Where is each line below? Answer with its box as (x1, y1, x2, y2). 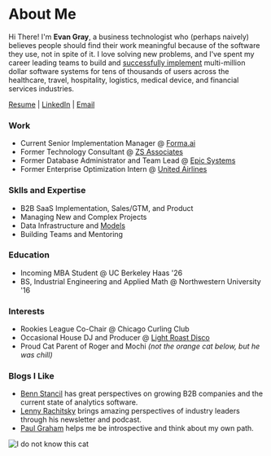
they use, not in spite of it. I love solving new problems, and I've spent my (8, 49, 255, 59)
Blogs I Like (8, 370, 55, 382)
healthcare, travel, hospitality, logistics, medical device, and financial (8, 75, 239, 85)
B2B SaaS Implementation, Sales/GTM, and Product (20, 203, 194, 213)
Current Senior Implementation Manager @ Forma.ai (20, 138, 196, 148)
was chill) (20, 350, 53, 360)
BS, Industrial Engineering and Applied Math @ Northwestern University (20, 276, 262, 286)
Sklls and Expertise (8, 185, 86, 196)
